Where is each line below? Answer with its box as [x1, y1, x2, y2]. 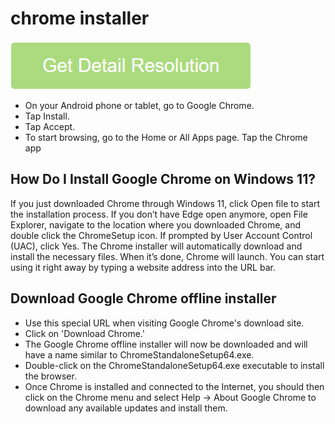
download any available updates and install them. [24, 402, 228, 414]
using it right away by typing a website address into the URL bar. [10, 261, 276, 273]
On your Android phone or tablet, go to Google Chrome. [24, 99, 255, 111]
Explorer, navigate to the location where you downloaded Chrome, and [10, 218, 301, 231]
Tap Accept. [24, 120, 76, 132]
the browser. [24, 370, 77, 382]
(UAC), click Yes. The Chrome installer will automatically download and [10, 240, 303, 252]
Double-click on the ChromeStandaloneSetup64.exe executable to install [24, 359, 325, 371]
